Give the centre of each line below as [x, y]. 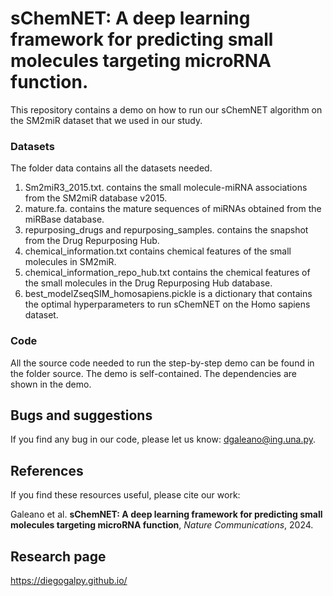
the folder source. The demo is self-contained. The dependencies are [153, 373]
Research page [58, 556]
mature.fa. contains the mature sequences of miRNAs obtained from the [173, 209]
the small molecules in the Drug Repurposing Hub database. [148, 283]
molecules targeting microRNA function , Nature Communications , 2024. [162, 525]
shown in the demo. [51, 384]
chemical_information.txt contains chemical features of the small [158, 251]
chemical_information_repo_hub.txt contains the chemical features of [167, 273]
